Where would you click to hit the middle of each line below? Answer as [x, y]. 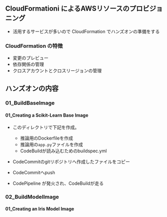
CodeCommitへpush [34, 172]
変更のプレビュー [30, 58]
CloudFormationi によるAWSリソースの [67, 9]
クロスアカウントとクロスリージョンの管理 [57, 71]
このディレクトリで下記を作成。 [46, 127]
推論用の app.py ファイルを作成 [52, 144]
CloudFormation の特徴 [34, 46]
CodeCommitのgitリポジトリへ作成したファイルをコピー [71, 161]
